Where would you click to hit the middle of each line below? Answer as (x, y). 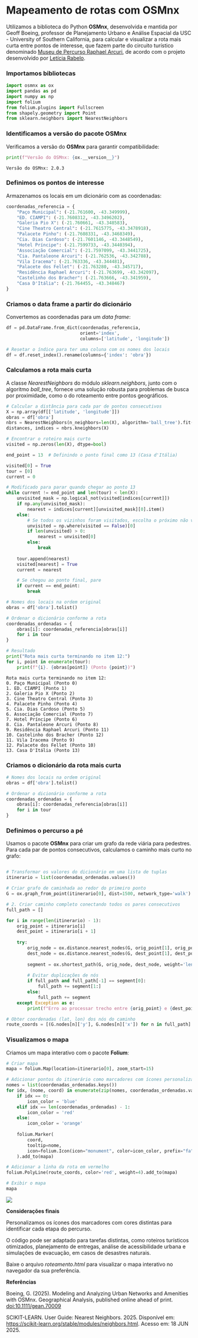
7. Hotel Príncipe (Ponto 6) (42, 719)
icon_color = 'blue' (52, 1101)
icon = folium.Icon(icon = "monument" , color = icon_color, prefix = (105, 1151)
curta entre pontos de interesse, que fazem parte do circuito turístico (90, 45)
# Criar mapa (22, 1063)
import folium (24, 102)
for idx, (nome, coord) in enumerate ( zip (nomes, (67, 1090)
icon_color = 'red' (51, 1112)
